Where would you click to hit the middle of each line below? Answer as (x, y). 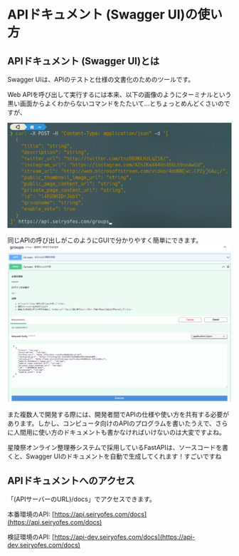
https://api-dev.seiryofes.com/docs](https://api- (125, 537)
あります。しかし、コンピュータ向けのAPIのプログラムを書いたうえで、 (111, 423)
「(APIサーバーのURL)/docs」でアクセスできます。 (82, 499)
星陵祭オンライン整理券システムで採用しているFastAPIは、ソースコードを (115, 447)
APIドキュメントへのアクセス (71, 481)
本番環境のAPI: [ (31, 515)
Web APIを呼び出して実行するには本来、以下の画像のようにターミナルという (119, 94)
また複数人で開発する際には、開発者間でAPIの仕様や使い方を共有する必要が (118, 414)
